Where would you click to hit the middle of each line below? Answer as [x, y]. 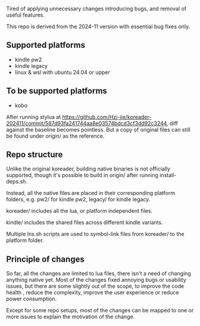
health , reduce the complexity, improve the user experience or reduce [93, 293]
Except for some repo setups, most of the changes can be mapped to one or [100, 311]
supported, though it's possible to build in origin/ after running [82, 175]
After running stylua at [34, 117]
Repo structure [35, 155]
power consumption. [32, 299]
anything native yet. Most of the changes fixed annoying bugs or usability [96, 280]
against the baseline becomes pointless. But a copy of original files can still [98, 129]
